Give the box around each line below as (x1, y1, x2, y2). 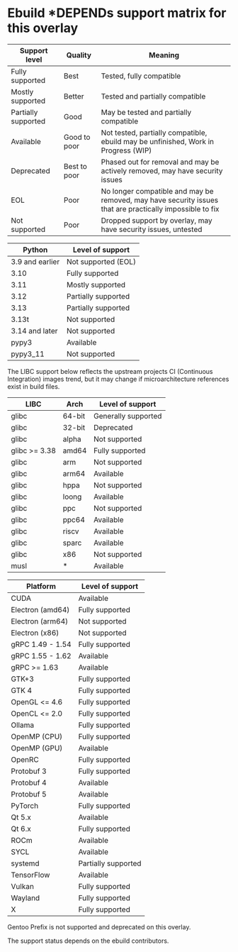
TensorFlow (11, 870, 50, 880)
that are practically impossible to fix (101, 204, 220, 214)
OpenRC (11, 754, 39, 764)
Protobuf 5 (11, 789, 47, 799)
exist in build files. (7, 382, 60, 391)
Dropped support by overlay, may (101, 215, 212, 225)
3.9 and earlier (11, 257, 60, 267)
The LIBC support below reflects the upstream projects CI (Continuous (7, 367, 214, 375)
